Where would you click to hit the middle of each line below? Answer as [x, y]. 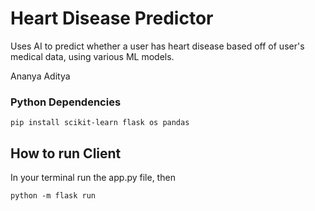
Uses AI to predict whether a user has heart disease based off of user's [157, 46]
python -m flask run [53, 196]
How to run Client [66, 153]
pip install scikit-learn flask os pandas [100, 123]
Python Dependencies [66, 102]
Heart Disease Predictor [112, 18]
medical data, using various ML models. [92, 56]
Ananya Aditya [40, 76]
